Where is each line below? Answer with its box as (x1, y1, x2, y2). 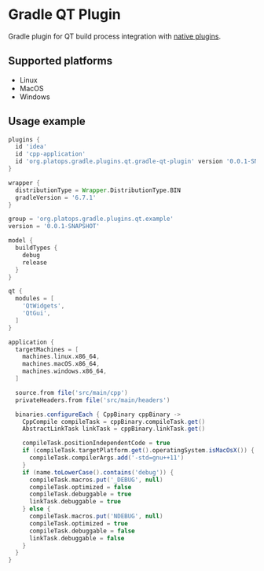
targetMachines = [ (15, 345, 79, 353)
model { (8, 237, 34, 245)
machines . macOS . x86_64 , (22, 360, 101, 368)
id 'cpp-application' (15, 150, 86, 158)
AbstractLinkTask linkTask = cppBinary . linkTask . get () (22, 425, 206, 433)
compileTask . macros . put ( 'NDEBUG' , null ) (28, 513, 163, 521)
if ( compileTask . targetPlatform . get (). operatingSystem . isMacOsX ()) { (22, 447, 255, 455)
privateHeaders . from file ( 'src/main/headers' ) (15, 396, 170, 404)
